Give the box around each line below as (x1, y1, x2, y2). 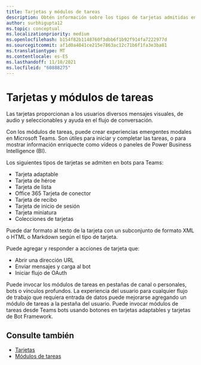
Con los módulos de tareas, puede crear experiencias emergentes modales (6, 128, 192, 136)
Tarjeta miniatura (14, 209, 57, 216)
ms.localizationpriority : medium (6, 31, 90, 37)
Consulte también (6, 330, 74, 340)
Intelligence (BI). (6, 148, 47, 155)
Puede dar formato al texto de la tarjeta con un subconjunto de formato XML (6, 227, 194, 234)
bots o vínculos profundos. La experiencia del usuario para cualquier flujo (6, 288, 188, 295)
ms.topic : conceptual (6, 25, 60, 32)
